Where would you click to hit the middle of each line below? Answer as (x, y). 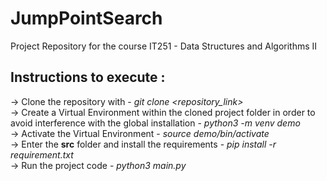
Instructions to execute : (88, 77)
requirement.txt (42, 154)
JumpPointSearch (86, 18)
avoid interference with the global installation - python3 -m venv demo (155, 123)
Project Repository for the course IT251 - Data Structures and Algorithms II (164, 46)
